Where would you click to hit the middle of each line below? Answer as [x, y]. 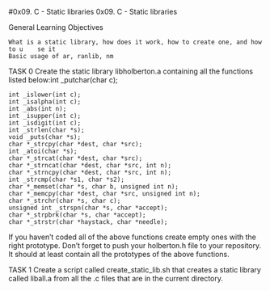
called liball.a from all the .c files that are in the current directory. [116, 278]
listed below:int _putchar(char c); [63, 80]
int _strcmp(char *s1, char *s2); [67, 179]
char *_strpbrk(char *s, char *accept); [78, 215]
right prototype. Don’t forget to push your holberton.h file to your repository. [135, 245]
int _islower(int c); [45, 95]
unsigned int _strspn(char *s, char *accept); [88, 208]
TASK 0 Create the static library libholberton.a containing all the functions [131, 71]
